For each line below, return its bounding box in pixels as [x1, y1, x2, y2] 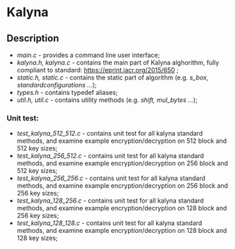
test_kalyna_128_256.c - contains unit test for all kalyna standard [16, 196, 205, 205]
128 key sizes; [16, 234, 58, 243]
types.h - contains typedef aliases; [16, 89, 118, 96]
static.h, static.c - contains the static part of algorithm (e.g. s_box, [16, 73, 209, 82]
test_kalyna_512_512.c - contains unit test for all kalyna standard [16, 129, 203, 138]
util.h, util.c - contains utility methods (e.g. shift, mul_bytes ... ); [16, 96, 198, 104]
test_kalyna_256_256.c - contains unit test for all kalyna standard [16, 174, 205, 183]
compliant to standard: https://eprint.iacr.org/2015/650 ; [16, 66, 179, 74]
